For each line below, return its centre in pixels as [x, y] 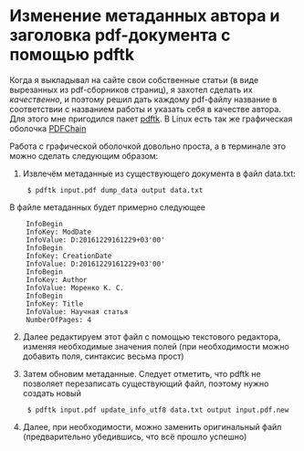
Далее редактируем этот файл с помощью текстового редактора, [152, 336]
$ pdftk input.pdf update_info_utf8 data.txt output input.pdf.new [158, 410]
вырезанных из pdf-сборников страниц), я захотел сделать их [131, 89]
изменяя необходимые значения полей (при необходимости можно [156, 346]
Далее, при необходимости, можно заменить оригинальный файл [152, 426]
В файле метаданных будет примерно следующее [108, 207]
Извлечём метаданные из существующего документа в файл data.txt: [159, 173]
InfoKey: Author [57, 279]
